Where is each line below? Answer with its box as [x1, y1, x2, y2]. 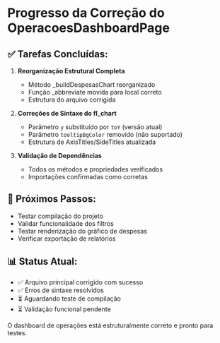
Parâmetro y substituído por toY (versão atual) [28, 123, 163, 131]
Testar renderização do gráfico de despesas [17, 227, 147, 235]
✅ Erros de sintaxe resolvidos [17, 286, 104, 294]
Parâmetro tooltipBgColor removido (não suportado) [28, 131, 183, 138]
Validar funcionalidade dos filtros [17, 219, 115, 227]
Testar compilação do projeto [17, 212, 104, 220]
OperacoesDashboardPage [7, 20, 170, 36]
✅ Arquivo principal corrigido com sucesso [17, 277, 144, 287]
